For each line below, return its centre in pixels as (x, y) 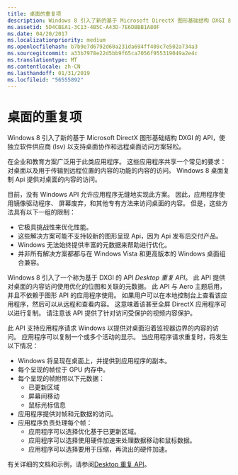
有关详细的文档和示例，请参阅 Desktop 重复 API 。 (79, 464)
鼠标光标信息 (47, 405)
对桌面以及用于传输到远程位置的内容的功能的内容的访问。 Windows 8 (108, 171)
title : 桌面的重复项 (34, 14)
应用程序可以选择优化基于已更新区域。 (84, 432)
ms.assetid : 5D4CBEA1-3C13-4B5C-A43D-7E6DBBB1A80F (84, 27)
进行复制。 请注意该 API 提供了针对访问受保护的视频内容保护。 (105, 313)
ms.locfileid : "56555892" (45, 80)
